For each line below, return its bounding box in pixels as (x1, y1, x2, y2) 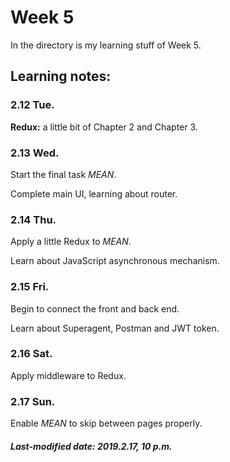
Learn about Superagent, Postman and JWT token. (10, 322, 220, 334)
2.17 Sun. (10, 394, 56, 408)
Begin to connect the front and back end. (10, 302, 180, 315)
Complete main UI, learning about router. (10, 187, 178, 200)
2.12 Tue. (10, 98, 55, 112)
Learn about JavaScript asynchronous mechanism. (10, 255, 220, 267)
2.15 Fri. (10, 280, 50, 294)
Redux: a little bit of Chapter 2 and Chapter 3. (10, 121, 198, 133)
